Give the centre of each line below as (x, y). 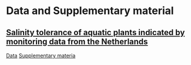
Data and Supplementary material (90, 11)
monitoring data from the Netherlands (77, 41)
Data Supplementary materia (41, 56)
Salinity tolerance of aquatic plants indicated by (95, 32)
